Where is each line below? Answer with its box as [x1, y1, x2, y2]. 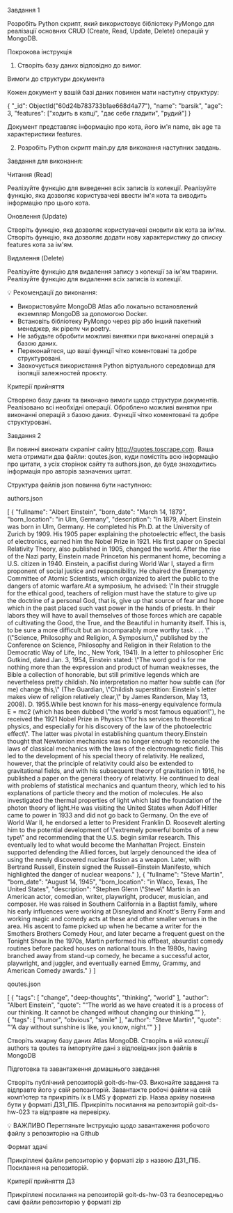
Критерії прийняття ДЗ [7, 1177, 75, 1185]
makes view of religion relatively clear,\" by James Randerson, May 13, [7, 693, 209, 701]
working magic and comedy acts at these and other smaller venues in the [7, 915, 218, 923]
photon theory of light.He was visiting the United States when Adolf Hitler [7, 804, 218, 812]
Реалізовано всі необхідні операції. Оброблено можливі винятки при [7, 403, 213, 412]
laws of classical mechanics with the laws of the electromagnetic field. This [7, 744, 224, 753]
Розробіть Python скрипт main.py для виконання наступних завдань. [17, 143, 221, 152]
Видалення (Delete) [7, 254, 65, 262]
